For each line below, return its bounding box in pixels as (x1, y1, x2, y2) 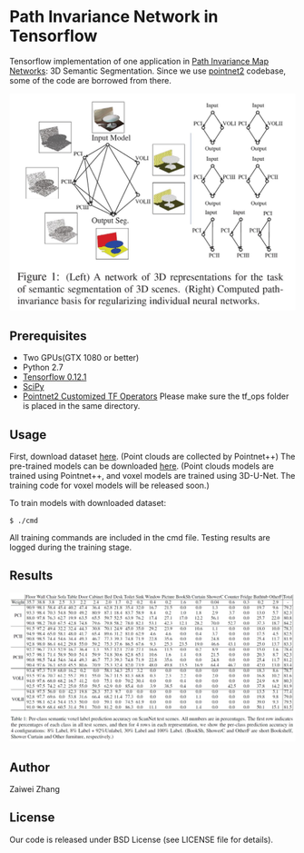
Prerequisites (9, 328, 87, 343)
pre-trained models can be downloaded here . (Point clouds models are (9, 461, 275, 471)
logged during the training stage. (9, 541, 132, 552)
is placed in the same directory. (22, 401, 141, 412)
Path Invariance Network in (9, 6, 219, 27)
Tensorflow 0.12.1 (22, 372, 87, 382)
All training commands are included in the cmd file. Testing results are (9, 531, 270, 542)
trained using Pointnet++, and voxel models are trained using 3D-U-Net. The (9, 470, 296, 481)
